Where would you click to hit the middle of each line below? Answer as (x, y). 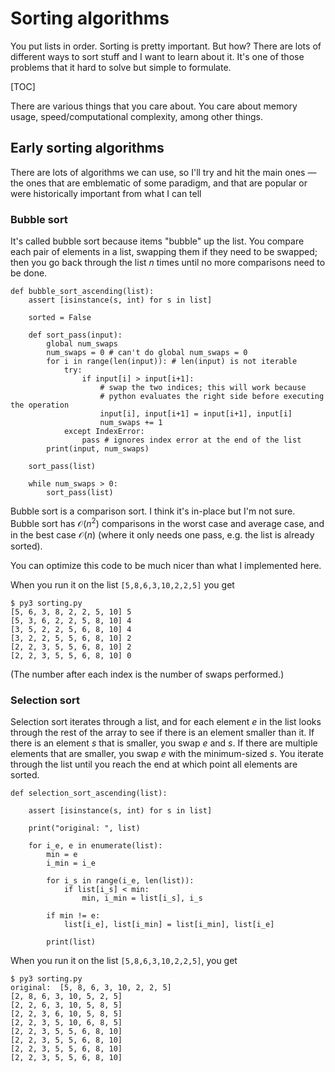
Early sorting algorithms (87, 148)
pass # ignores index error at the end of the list (191, 440)
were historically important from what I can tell (106, 193)
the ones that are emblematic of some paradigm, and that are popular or (159, 183)
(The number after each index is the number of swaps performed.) (147, 674)
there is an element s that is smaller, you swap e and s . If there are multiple (164, 743)
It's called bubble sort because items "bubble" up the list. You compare (157, 241)
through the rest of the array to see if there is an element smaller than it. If (162, 732)
